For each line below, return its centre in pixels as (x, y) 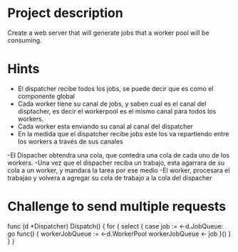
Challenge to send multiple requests (117, 207)
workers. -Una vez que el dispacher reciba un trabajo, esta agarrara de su (116, 163)
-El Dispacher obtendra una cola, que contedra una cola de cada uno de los (119, 155)
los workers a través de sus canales (70, 141)
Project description (65, 13)
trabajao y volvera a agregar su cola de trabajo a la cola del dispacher (110, 177)
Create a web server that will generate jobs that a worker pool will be (108, 33)
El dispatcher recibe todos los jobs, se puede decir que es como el (115, 88)
